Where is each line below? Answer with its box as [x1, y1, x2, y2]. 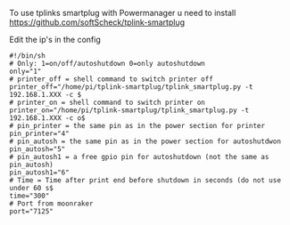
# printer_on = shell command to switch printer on [9, 98, 205, 107]
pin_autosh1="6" [9, 168, 70, 177]
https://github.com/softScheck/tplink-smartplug [9, 17, 186, 28]
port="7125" [9, 207, 54, 216]
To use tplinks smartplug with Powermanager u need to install [9, 8, 236, 18]
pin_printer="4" [9, 129, 70, 138]
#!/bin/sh [9, 52, 46, 60]
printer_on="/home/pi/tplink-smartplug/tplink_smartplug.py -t [9, 106, 250, 115]
